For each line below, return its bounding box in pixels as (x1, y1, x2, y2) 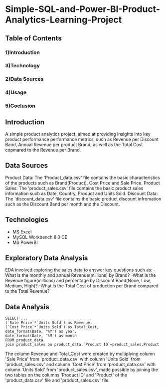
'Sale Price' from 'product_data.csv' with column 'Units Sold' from (5, 356, 141, 362)
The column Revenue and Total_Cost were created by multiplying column (5, 351, 155, 357)
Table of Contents (5, 34, 62, 42)
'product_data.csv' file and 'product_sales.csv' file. (5, 378, 110, 384)
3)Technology (5, 62, 40, 69)
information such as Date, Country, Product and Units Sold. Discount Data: (5, 191, 158, 196)
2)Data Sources (5, 76, 44, 83)
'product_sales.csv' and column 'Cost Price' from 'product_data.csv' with (5, 362, 156, 368)
